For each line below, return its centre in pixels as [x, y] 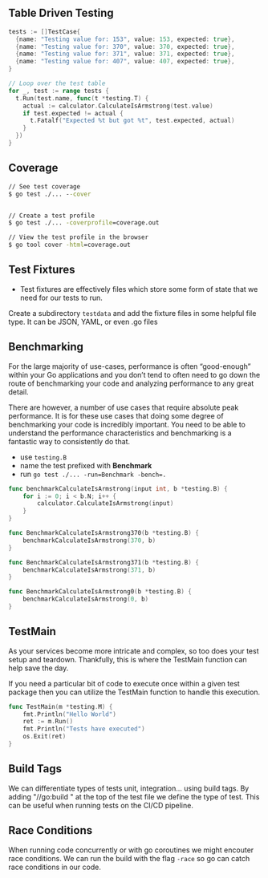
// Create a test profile [51, 216]
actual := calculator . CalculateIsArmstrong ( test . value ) [118, 106]
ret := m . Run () [48, 722]
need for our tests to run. [61, 297]
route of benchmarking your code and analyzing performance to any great [131, 383]
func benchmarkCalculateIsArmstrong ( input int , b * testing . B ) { [118, 488]
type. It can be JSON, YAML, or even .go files [83, 322]
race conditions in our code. [55, 867]
